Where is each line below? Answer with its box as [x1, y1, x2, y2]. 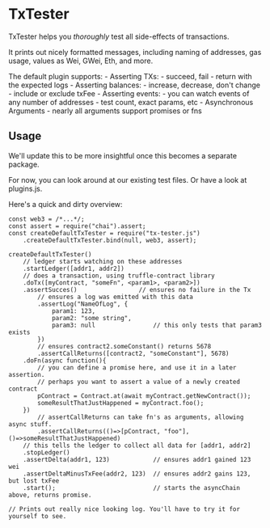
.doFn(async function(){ [23, 357, 107, 365]
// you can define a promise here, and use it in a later [37, 363, 237, 372]
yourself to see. [8, 512, 67, 520]
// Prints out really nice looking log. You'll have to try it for [8, 505, 241, 513]
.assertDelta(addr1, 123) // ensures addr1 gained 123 [23, 455, 251, 463]
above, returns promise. [8, 491, 92, 499]
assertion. [8, 370, 45, 378]
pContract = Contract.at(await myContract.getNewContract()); [37, 391, 251, 400]
